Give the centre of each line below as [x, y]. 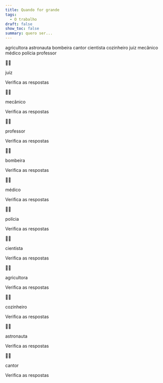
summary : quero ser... [29, 33]
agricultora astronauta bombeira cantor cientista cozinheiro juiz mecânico [82, 48]
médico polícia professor [31, 53]
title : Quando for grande [32, 10]
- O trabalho [23, 19]
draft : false [19, 24]
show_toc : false [22, 29]
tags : [11, 15]
